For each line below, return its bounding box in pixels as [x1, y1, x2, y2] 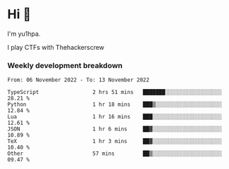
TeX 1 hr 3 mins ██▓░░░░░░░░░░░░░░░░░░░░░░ [7, 138, 222, 145]
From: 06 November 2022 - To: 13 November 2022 [7, 76, 150, 83]
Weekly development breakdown [7, 60, 123, 70]
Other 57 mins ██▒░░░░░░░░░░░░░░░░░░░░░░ [7, 150, 222, 157]
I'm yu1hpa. [7, 29, 41, 38]
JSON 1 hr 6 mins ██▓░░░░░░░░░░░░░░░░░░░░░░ [7, 126, 222, 133]
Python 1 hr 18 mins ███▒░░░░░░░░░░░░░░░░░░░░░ [7, 101, 222, 108]
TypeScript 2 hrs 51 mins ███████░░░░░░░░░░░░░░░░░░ [7, 89, 222, 96]
